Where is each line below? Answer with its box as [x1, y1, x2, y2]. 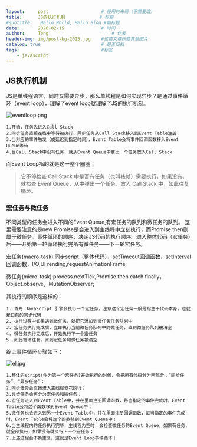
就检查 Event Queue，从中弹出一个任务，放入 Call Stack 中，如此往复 [20, 180, 190, 188]
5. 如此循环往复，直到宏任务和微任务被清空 [6, 337, 98, 343]
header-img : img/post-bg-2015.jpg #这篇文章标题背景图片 [6, 36, 148, 42]
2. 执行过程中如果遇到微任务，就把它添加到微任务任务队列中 [6, 318, 133, 324]
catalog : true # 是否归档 [6, 42, 124, 48]
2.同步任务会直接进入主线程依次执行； [6, 384, 87, 391]
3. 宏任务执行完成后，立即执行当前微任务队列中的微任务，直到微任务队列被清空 [6, 324, 172, 330]
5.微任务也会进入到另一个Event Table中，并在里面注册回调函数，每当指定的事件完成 [6, 410, 186, 416]
